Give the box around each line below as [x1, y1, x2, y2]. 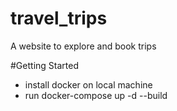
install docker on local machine [24, 78, 153, 91]
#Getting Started [10, 59, 79, 71]
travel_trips [10, 7, 108, 30]
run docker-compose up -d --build [24, 89, 168, 101]
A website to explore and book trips [10, 40, 157, 52]
